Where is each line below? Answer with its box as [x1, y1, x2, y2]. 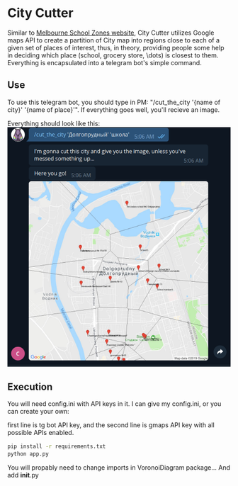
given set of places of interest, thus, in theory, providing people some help [7, 43, 225, 52]
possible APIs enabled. [7, 429, 74, 437]
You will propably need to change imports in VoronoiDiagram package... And [7, 463, 230, 472]
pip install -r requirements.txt [7, 443, 106, 451]
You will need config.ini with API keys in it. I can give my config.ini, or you [7, 400, 222, 408]
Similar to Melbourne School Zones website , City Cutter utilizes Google [7, 28, 215, 37]
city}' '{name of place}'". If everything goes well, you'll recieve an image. [7, 105, 220, 114]
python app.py [7, 451, 50, 458]
